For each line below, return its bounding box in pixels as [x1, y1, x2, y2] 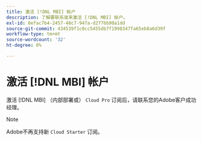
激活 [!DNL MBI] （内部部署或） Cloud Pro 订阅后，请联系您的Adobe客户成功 [6, 96, 197, 103]
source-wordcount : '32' [6, 37, 66, 43]
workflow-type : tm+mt [6, 31, 61, 37]
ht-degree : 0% [6, 43, 42, 49]
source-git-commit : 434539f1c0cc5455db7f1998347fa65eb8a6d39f [6, 25, 166, 32]
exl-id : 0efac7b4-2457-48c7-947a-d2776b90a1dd [6, 20, 125, 26]
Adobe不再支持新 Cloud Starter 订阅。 [6, 128, 104, 135]
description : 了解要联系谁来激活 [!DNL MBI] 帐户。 [6, 14, 128, 20]
